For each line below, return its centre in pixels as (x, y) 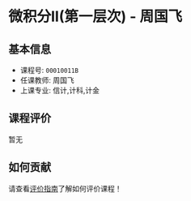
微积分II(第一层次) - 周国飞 (95, 17)
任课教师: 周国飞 (47, 80)
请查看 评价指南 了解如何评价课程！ (65, 188)
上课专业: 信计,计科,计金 (59, 90)
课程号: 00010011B (49, 70)
